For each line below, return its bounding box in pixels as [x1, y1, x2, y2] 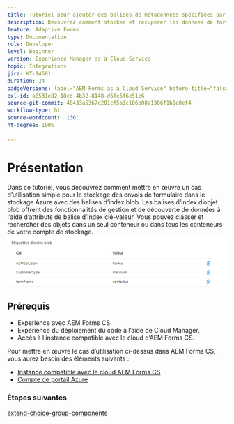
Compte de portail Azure [17, 375, 88, 384]
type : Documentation [7, 33, 68, 40]
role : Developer [7, 40, 54, 48]
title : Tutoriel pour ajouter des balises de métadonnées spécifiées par [7, 11, 226, 18]
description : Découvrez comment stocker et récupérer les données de [7, 18, 214, 26]
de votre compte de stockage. [7, 227, 94, 236]
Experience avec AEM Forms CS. [17, 319, 113, 327]
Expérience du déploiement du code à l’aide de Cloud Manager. [17, 326, 200, 335]
